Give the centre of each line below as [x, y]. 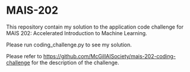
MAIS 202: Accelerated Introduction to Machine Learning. [77, 33]
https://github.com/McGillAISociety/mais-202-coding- [110, 56]
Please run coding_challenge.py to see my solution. [69, 45]
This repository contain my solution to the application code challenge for [95, 27]
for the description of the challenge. [76, 62]
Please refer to [24, 56]
